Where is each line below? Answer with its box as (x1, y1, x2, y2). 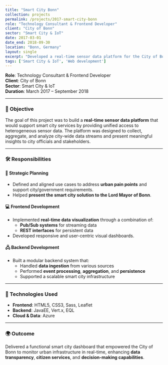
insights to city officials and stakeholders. (5, 138, 91, 144)
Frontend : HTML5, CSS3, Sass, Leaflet (12, 302, 92, 308)
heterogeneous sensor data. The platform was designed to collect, (5, 127, 142, 133)
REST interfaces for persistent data (19, 227, 93, 233)
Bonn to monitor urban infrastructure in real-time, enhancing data (5, 349, 140, 355)
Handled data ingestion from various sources (19, 263, 114, 269)
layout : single (5, 49, 37, 54)
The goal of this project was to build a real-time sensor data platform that (5, 117, 158, 123)
